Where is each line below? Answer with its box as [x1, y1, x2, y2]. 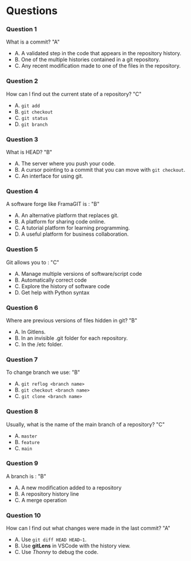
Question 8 [6, 408, 38, 416]
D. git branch [14, 121, 48, 128]
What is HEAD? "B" [6, 149, 53, 156]
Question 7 [6, 355, 38, 363]
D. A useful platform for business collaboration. [14, 231, 129, 238]
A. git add [14, 102, 40, 109]
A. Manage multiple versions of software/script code [14, 270, 142, 277]
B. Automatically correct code [14, 276, 87, 283]
